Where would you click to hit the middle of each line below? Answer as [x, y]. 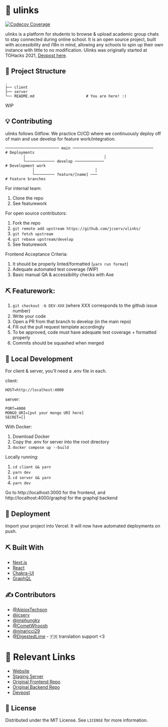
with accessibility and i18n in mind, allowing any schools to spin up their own [84, 44]
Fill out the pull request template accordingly [58, 327]
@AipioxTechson [30, 610]
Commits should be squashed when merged [58, 343]
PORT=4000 [16, 409]
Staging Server [28, 676]
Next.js [20, 562]
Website [21, 671]
